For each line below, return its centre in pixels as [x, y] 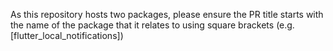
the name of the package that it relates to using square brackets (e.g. [152, 25]
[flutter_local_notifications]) [67, 35]
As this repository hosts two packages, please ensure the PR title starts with [167, 14]
